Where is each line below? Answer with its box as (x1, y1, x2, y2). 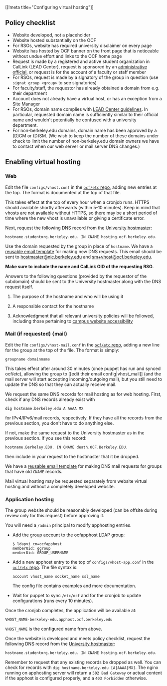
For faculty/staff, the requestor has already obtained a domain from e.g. (12, 85, 160, 91)
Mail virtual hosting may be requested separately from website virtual (5, 478, 148, 484)
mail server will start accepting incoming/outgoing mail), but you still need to (5, 376, 163, 382)
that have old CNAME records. (5, 468, 63, 474)
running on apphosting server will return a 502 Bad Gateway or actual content (5, 670, 162, 676)
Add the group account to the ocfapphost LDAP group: (12, 532, 125, 538)
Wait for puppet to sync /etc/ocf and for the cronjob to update (12, 593, 141, 599)
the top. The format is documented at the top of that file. (5, 189, 121, 195)
